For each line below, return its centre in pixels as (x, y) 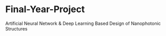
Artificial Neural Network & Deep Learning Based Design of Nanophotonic (83, 23)
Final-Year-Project (45, 9)
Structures (16, 28)
